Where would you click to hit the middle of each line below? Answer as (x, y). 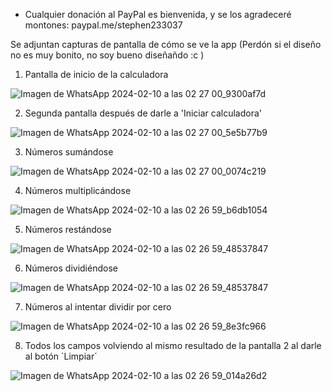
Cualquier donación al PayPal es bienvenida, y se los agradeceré (158, 14)
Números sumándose (69, 152)
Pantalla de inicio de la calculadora (96, 74)
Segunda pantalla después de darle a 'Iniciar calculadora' (143, 113)
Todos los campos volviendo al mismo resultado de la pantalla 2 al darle (173, 345)
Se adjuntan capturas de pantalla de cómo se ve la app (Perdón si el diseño (166, 44)
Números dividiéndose (71, 268)
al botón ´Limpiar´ (61, 356)
